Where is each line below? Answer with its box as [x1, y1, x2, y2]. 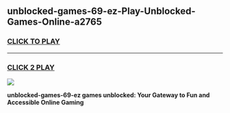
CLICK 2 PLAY [7, 62, 55, 72]
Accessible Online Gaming [7, 98, 84, 106]
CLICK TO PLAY [7, 37, 60, 47]
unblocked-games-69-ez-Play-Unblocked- [7, 5, 196, 17]
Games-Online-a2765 [7, 16, 103, 28]
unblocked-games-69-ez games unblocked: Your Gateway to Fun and [7, 90, 210, 99]
